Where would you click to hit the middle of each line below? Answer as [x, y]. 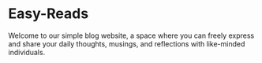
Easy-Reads [49, 14]
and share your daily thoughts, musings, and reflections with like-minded [127, 43]
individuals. [27, 52]
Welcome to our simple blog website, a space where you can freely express [131, 35]
